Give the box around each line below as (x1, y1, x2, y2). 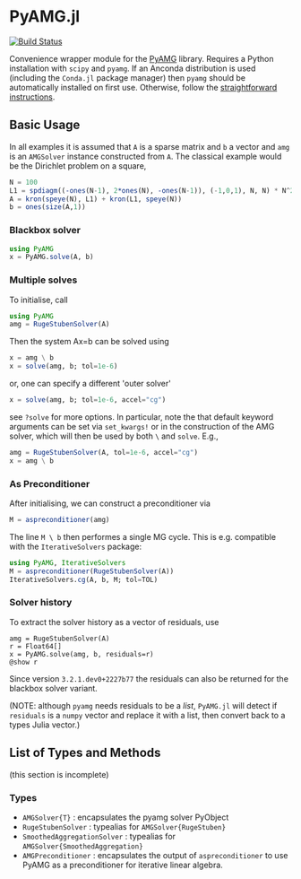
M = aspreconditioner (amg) (9, 516, 110, 525)
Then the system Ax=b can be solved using (9, 336, 170, 347)
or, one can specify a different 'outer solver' (9, 379, 172, 389)
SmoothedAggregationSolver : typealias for (21, 831, 176, 841)
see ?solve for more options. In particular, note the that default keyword (9, 411, 274, 422)
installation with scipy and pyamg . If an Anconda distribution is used (9, 63, 256, 74)
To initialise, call (9, 294, 69, 305)
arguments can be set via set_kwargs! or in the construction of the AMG (9, 421, 275, 431)
